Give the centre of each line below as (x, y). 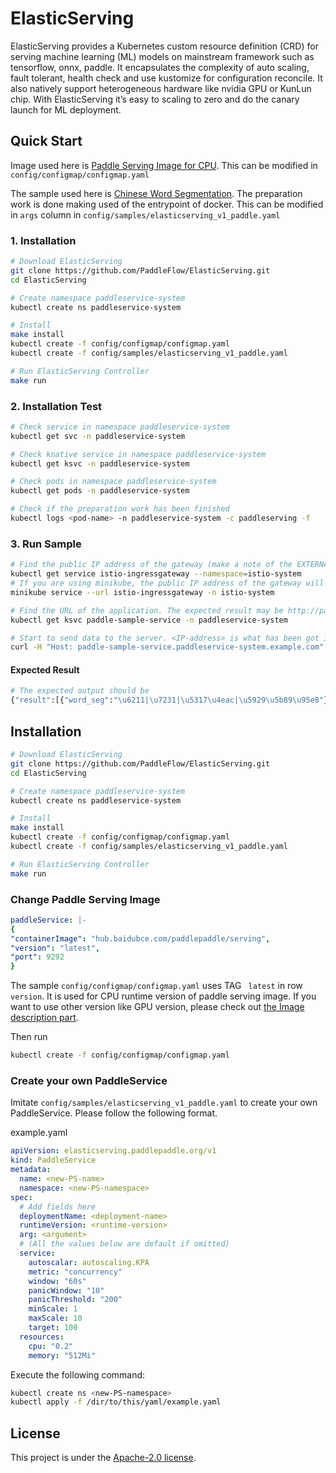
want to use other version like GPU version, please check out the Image (157, 1007)
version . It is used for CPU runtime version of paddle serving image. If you (163, 996)
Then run (29, 1037)
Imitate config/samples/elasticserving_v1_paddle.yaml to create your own (164, 1103)
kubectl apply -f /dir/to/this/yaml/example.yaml (116, 1402)
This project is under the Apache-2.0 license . (103, 1458)
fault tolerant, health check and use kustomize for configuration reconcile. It (166, 78)
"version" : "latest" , (55, 948)
